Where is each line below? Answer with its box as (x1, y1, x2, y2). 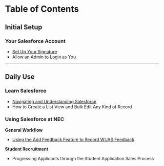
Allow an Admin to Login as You (12, 54, 76, 60)
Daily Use (5, 72, 35, 81)
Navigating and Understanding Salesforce (12, 98, 97, 104)
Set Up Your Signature (12, 48, 57, 54)
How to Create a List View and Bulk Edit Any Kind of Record (12, 104, 132, 110)
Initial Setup (5, 23, 42, 31)
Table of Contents (5, 3, 79, 15)
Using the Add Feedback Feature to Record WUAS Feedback (12, 136, 135, 142)
